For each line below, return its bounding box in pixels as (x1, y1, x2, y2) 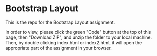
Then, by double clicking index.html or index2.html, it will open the (5, 39, 142, 45)
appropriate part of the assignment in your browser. (5, 45, 112, 51)
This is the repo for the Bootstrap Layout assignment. (5, 19, 115, 25)
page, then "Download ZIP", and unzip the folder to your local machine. (5, 34, 152, 40)
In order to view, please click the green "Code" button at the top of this (5, 29, 151, 35)
